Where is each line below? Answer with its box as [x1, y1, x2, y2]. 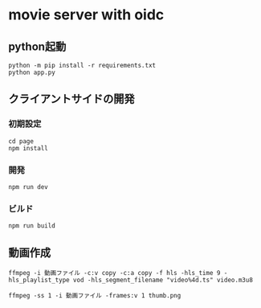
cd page [8, 137, 35, 146]
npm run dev [8, 183, 48, 191]
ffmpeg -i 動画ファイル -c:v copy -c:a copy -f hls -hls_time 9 [8, 269, 221, 277]
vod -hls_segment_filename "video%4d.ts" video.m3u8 [72, 276, 253, 285]
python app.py [8, 68, 56, 76]
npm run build [8, 222, 56, 230]
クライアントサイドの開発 [8, 92, 135, 106]
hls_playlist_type [8, 276, 70, 285]
